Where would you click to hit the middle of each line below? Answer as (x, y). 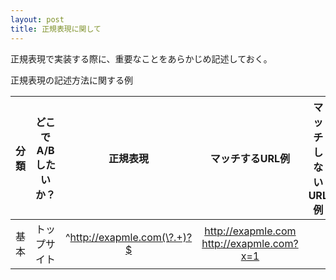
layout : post (37, 19)
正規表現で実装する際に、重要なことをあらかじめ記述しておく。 (141, 58)
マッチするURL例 (250, 158)
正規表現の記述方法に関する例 (71, 80)
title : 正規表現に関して (56, 29)
